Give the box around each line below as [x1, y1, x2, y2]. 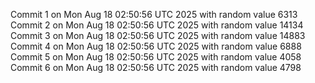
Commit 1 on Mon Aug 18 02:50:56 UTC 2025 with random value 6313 [10, 9, 298, 20]
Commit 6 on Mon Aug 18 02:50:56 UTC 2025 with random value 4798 [10, 62, 302, 73]
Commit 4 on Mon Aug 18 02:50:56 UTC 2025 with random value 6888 [10, 40, 302, 52]
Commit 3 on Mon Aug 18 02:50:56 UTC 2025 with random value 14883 [10, 30, 306, 41]
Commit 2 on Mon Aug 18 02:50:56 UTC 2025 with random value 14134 [10, 19, 304, 31]
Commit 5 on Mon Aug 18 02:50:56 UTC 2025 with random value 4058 [10, 51, 302, 63]
